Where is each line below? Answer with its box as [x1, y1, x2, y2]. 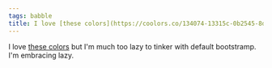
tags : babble [8, 11, 53, 20]
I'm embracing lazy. [8, 50, 74, 60]
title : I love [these [8, 19, 82, 28]
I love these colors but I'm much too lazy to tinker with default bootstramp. [8, 41, 257, 51]
